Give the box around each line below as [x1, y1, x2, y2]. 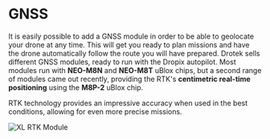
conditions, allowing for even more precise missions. [8, 106, 182, 117]
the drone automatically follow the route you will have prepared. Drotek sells [8, 48, 260, 58]
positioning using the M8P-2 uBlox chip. [8, 82, 144, 92]
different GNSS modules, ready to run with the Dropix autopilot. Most [8, 57, 236, 67]
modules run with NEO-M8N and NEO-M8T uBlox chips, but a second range [8, 65, 262, 75]
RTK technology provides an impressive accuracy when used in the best [8, 98, 248, 108]
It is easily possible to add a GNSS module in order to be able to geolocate [8, 31, 255, 41]
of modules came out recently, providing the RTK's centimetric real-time [8, 74, 251, 84]
